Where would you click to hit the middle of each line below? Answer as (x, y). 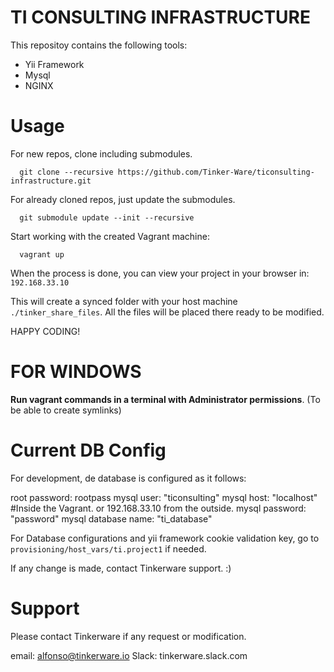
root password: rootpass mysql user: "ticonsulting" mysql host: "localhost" (164, 497)
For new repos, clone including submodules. (101, 153)
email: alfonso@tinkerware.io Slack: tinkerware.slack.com (129, 655)
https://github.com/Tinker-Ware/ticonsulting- (216, 172)
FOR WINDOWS (76, 372)
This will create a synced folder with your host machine (124, 301)
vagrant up (42, 254)
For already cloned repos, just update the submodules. (123, 199)
